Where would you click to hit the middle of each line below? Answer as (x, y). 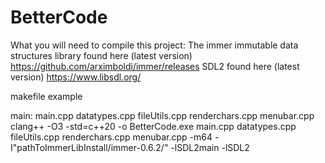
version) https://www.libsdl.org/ (76, 77)
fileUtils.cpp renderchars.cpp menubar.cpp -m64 (111, 137)
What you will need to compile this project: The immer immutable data (154, 45)
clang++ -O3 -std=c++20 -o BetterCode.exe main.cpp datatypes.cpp (153, 126)
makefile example (46, 96)
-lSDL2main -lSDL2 (210, 147)
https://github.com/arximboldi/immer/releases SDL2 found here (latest (155, 66)
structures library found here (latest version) (101, 55)
